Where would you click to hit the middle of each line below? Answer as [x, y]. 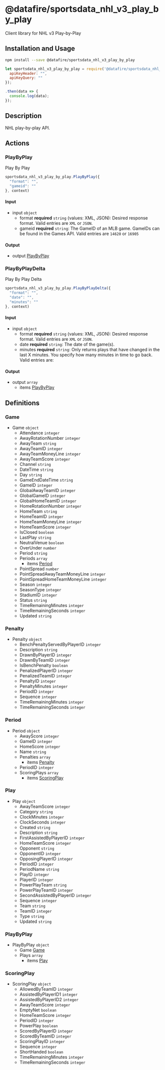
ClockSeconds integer [43, 822]
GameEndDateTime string [46, 480]
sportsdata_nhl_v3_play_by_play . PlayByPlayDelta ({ [58, 288]
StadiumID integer [38, 595]
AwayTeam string [38, 443]
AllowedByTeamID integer [46, 989]
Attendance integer [40, 433]
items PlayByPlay [37, 388]
